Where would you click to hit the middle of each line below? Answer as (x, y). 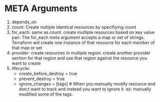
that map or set (27, 48)
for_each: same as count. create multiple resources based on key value (83, 32)
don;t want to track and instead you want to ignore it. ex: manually (85, 89)
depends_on (24, 22)
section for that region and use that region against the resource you (79, 58)
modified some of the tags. (46, 94)
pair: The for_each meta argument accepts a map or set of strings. (78, 37)
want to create (26, 63)
